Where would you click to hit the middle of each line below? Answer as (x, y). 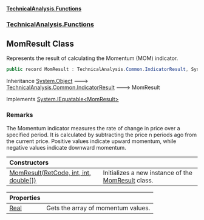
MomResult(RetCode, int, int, (50, 173)
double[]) (23, 180)
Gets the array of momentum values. (98, 208)
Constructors (29, 162)
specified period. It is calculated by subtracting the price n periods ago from (102, 135)
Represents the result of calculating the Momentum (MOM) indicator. (92, 58)
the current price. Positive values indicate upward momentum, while (91, 141)
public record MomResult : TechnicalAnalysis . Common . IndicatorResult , (97, 70)
